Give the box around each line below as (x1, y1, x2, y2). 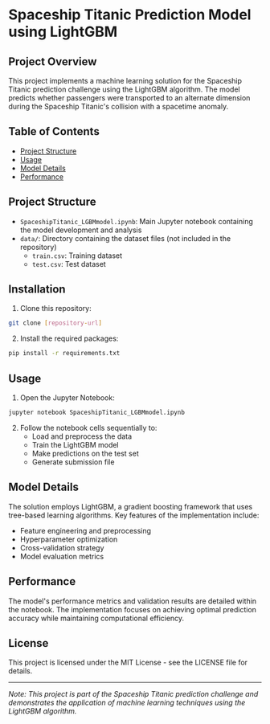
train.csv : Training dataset (31, 251, 123, 260)
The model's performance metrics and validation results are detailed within (8, 596, 257, 606)
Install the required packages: (19, 333, 119, 343)
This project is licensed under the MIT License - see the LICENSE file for (8, 657, 247, 668)
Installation (8, 283, 66, 297)
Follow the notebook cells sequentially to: (19, 423, 157, 432)
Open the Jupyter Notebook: (19, 393, 115, 403)
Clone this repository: (19, 304, 92, 313)
